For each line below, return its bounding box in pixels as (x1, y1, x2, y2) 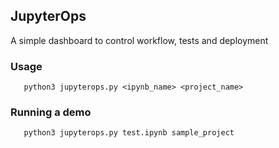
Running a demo (10, 105, 92, 119)
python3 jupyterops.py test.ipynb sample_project (23, 128, 235, 138)
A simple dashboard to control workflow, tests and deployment (10, 34, 269, 46)
